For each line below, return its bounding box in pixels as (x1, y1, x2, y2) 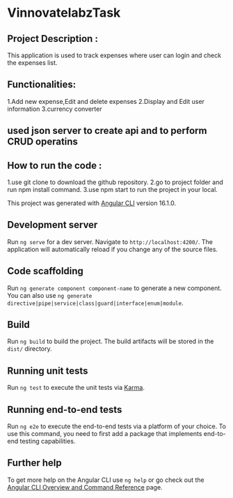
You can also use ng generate (7, 291, 93, 299)
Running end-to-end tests (7, 403, 122, 416)
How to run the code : (7, 159, 102, 172)
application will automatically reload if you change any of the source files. (7, 245, 218, 253)
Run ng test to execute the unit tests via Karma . (7, 384, 145, 392)
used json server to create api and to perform (7, 125, 207, 137)
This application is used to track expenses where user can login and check (7, 51, 221, 59)
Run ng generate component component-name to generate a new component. (7, 284, 223, 292)
